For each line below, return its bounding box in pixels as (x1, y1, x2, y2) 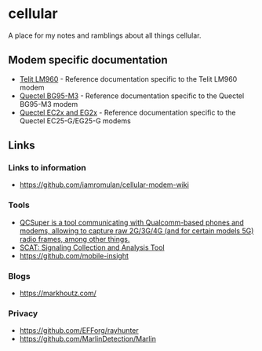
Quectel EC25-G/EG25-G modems (19, 115, 131, 126)
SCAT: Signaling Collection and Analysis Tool (19, 243, 165, 252)
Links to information (8, 163, 86, 174)
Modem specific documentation (8, 53, 169, 67)
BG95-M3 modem (19, 99, 78, 108)
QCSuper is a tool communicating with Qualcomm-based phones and (19, 218, 245, 227)
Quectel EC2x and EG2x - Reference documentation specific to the (19, 108, 236, 117)
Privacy (8, 308, 38, 319)
